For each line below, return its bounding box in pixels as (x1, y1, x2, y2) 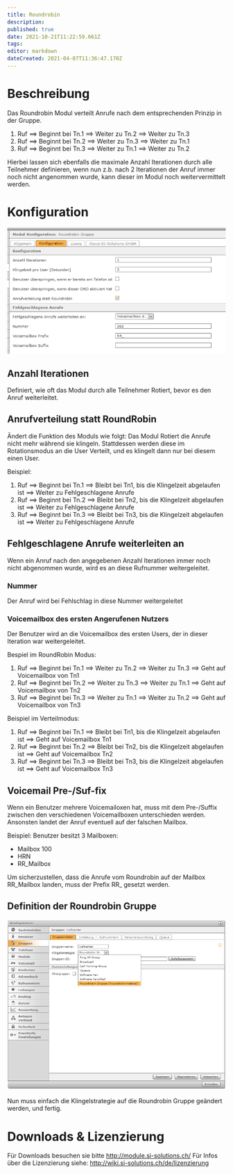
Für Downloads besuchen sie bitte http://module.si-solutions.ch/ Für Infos (7, 1152, 218, 1160)
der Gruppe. (7, 116, 42, 124)
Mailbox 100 (17, 845, 52, 853)
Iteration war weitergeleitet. (7, 637, 86, 645)
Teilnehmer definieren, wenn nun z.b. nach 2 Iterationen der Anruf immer (7, 165, 216, 173)
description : (7, 18, 45, 26)
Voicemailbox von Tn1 (17, 672, 80, 680)
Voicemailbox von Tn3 (17, 701, 81, 709)
